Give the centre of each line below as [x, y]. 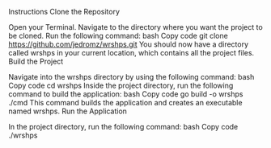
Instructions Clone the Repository [64, 12]
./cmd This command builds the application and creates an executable [125, 103]
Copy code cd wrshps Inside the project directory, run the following [121, 85]
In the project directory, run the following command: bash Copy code [123, 127]
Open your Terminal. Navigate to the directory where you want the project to [135, 27]
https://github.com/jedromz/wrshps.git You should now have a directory [129, 44]
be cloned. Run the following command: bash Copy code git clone [118, 36]
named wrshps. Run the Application [68, 111]
